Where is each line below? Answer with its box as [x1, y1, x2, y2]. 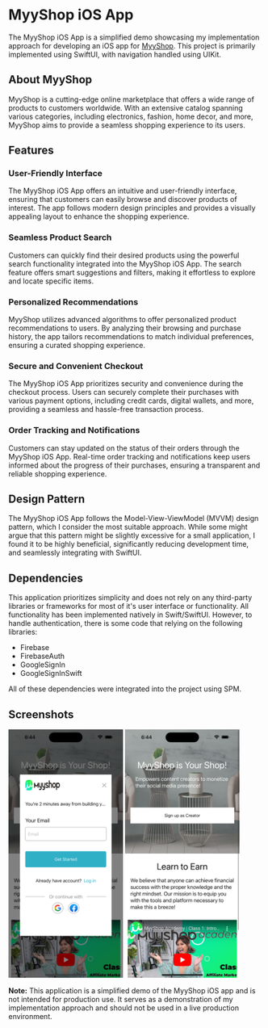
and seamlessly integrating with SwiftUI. [8, 548, 142, 558]
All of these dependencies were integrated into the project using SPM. [8, 684, 242, 694]
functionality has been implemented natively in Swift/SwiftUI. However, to [8, 610, 253, 619]
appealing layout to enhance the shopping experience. [8, 212, 190, 221]
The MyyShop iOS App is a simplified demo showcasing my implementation [8, 32, 260, 42]
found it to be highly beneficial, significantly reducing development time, [8, 539, 249, 549]
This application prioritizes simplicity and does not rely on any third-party [8, 593, 253, 602]
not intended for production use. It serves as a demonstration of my [8, 995, 233, 1005]
